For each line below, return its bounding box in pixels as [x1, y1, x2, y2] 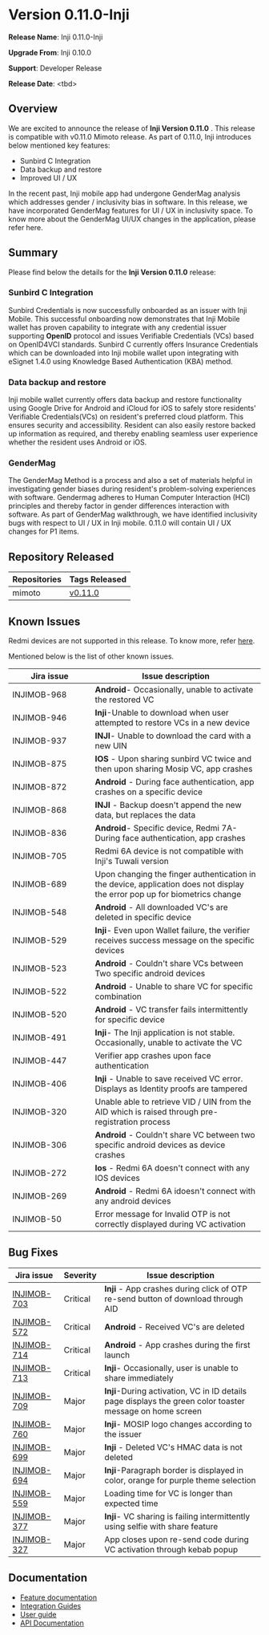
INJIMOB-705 [12, 850, 67, 862]
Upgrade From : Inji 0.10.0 [8, 47, 92, 57]
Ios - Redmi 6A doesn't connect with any [94, 1162, 251, 1174]
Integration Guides [19, 1601, 82, 1610]
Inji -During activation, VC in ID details [104, 1385, 247, 1397]
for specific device [94, 1014, 166, 1025]
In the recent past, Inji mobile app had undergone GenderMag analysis [8, 189, 241, 198]
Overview [8, 102, 58, 116]
